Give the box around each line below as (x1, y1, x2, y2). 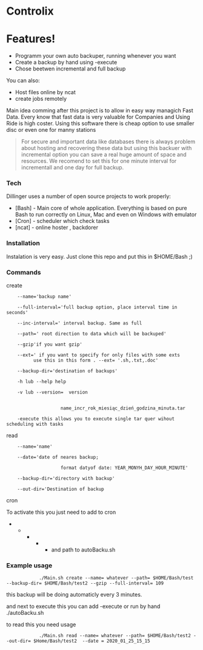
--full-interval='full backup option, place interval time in (17, 304, 178, 310)
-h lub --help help (17, 378, 67, 385)
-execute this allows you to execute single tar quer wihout (17, 416, 175, 422)
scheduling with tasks (6, 421, 64, 428)
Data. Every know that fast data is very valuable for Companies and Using (6, 114, 190, 121)
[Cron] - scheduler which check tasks (15, 217, 110, 225)
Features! (6, 32, 56, 46)
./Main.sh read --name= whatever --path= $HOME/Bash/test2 (38, 633, 191, 639)
